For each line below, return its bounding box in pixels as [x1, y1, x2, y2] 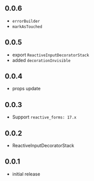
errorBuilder [12, 18, 40, 24]
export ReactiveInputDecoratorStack [12, 51, 89, 58]
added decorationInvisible [12, 57, 71, 63]
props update [12, 86, 41, 92]
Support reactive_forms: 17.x [12, 114, 77, 120]
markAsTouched [12, 24, 42, 29]
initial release [12, 171, 40, 177]
